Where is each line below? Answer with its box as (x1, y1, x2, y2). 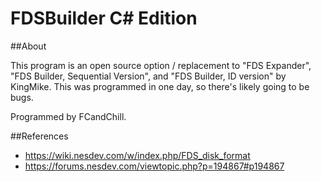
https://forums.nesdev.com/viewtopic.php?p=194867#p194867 (24, 160, 285, 172)
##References (10, 130, 69, 142)
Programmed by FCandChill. (10, 110, 127, 122)
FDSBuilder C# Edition (10, 7, 198, 30)
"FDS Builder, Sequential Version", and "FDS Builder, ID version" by (10, 70, 287, 82)
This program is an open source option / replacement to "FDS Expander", (10, 59, 312, 71)
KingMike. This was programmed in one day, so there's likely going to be (10, 80, 310, 92)
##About (10, 40, 47, 52)
